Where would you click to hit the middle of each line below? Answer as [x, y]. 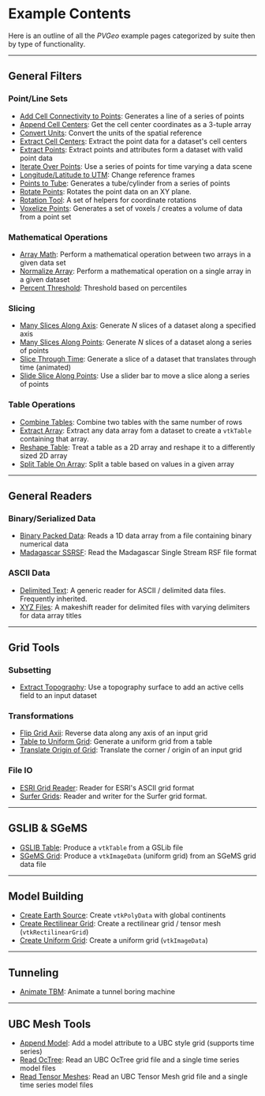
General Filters [45, 76]
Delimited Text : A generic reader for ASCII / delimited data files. [123, 590]
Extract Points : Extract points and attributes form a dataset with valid [131, 149]
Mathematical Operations [58, 237]
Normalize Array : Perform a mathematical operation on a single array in [135, 271]
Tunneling [34, 972]
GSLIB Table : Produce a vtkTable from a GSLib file [101, 847]
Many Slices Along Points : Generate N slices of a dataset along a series [136, 342]
